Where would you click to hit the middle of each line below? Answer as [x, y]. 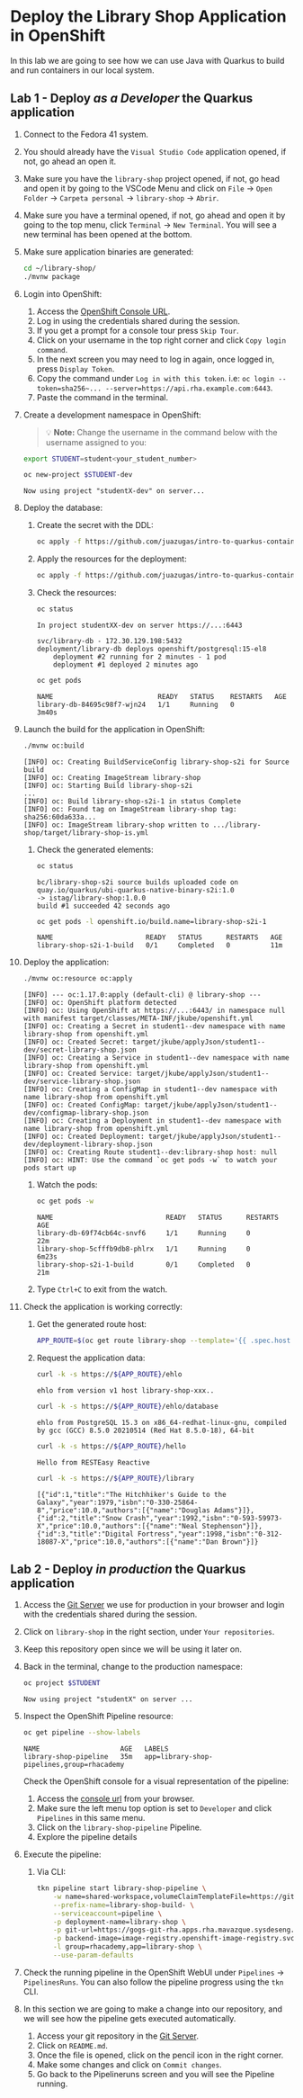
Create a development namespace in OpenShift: [112, 415]
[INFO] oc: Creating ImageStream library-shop [112, 777]
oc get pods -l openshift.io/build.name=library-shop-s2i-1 [151, 921]
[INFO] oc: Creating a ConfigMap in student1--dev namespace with [150, 1089]
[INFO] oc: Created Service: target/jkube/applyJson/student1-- [146, 1074]
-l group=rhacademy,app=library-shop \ [128, 1947]
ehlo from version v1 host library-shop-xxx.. [125, 1390]
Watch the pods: [67, 1185]
